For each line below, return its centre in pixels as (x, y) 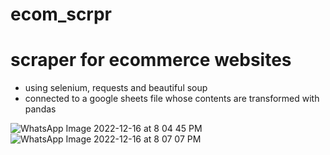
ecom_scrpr (61, 14)
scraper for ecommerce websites (151, 60)
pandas (40, 109)
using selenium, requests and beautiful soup (116, 88)
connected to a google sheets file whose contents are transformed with (172, 99)
